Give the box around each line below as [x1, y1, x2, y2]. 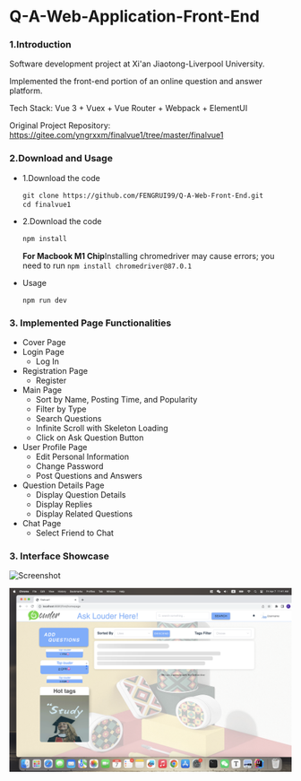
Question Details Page [21, 480, 105, 490]
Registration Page [21, 365, 88, 376]
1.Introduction [9, 39, 72, 51]
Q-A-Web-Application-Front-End [9, 6, 260, 27]
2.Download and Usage [9, 152, 114, 165]
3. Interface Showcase [9, 550, 109, 562]
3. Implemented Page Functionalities [9, 317, 172, 329]
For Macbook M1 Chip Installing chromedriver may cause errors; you [21, 250, 275, 261]
